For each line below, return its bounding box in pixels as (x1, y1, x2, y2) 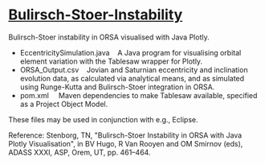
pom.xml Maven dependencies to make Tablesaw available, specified (19, 90, 258, 100)
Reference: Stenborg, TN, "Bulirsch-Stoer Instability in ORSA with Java (8, 130, 243, 140)
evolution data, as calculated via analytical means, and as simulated (19, 73, 245, 83)
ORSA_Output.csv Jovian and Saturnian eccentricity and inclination (19, 64, 248, 74)
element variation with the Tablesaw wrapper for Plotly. (19, 56, 203, 66)
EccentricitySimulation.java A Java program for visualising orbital (19, 47, 242, 57)
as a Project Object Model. (19, 99, 108, 109)
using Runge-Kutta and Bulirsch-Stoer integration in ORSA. (19, 82, 215, 92)
